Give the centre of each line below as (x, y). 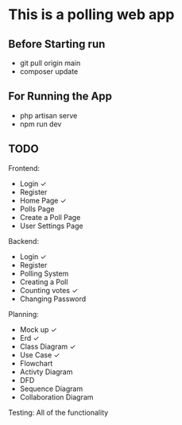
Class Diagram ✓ (48, 346)
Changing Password (52, 299)
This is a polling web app (91, 15)
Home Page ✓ (43, 200)
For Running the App (60, 97)
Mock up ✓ (38, 329)
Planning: (24, 314)
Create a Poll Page (50, 217)
